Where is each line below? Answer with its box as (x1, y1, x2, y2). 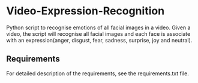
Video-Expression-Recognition (6, 4, 165, 18)
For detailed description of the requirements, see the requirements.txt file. (6, 70, 189, 77)
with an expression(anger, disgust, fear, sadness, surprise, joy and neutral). (6, 36, 193, 44)
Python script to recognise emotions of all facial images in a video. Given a (6, 24, 191, 31)
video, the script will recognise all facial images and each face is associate (6, 30, 191, 37)
